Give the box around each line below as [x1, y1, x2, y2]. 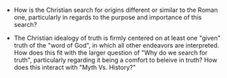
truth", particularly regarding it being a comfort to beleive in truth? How [13, 56, 218, 64]
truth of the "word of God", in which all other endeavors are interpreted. [13, 41, 219, 49]
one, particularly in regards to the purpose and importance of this [13, 13, 202, 21]
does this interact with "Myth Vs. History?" [13, 64, 136, 71]
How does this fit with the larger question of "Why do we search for [13, 48, 208, 57]
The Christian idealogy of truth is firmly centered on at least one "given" [13, 34, 221, 42]
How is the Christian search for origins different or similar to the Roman [13, 6, 218, 14]
